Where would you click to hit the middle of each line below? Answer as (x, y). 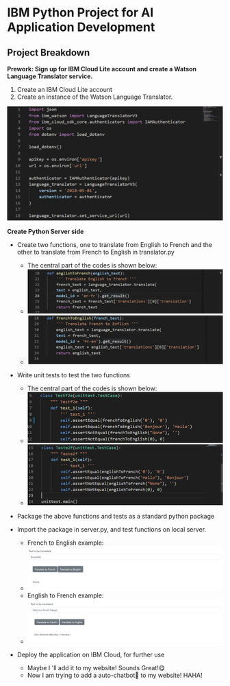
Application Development (81, 27)
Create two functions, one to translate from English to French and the (114, 244)
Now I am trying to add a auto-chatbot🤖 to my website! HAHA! (115, 675)
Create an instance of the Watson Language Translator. (95, 97)
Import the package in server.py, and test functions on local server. (112, 529)
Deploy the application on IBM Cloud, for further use (91, 654)
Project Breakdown (49, 52)
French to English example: (65, 543)
